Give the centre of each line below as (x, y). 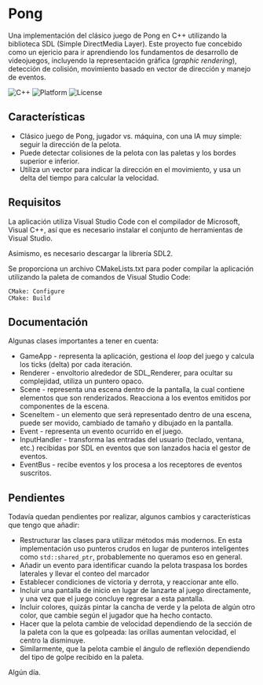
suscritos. (35, 473)
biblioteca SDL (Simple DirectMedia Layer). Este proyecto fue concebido (125, 43)
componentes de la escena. (64, 406)
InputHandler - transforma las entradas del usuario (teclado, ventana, (131, 440)
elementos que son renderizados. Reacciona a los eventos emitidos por (135, 398)
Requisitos (35, 202)
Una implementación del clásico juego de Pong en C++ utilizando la (118, 35)
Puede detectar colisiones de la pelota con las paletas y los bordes (128, 152)
